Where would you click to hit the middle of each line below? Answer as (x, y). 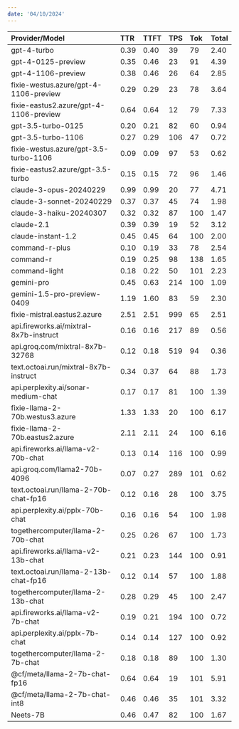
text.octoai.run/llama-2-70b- (61, 490)
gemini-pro (30, 282)
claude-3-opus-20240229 (58, 189)
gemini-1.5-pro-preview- (56, 294)
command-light (37, 271)
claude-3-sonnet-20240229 (62, 201)
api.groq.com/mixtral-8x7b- (59, 346)
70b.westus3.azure (43, 416)
